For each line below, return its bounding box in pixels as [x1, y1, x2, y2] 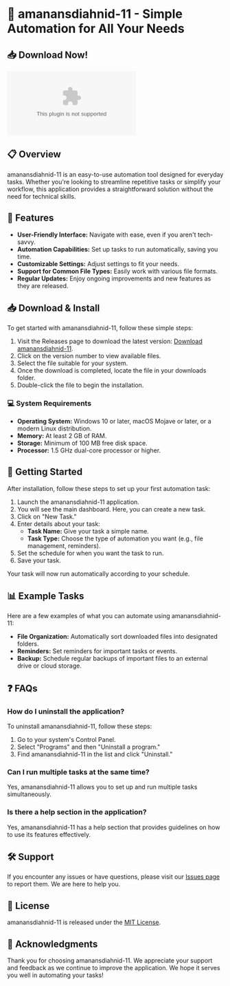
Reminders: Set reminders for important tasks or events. [16, 647, 177, 655]
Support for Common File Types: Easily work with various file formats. [16, 267, 218, 275]
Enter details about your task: [16, 519, 101, 528]
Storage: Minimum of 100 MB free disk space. [16, 439, 148, 447]
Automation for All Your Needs [7, 21, 185, 36]
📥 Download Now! [7, 49, 88, 61]
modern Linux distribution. [16, 424, 92, 432]
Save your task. [16, 556, 62, 565]
